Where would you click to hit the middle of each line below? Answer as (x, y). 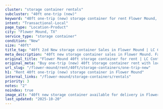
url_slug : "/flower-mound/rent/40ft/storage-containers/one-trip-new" (78, 68)
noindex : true (19, 90)
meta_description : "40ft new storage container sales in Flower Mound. (79, 54)
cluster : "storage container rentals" (44, 9)
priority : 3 (17, 81)
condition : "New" (23, 41)
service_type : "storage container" (41, 37)
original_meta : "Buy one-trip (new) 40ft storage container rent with (78, 63)
